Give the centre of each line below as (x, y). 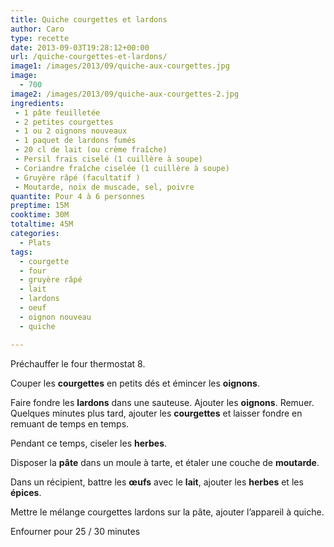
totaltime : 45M (42, 224)
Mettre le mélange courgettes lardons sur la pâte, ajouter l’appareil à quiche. (167, 512)
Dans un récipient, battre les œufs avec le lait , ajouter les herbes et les (157, 482)
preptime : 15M (40, 206)
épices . (26, 492)
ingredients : (37, 103)
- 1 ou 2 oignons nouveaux (71, 131)
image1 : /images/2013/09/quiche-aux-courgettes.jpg (120, 66)
